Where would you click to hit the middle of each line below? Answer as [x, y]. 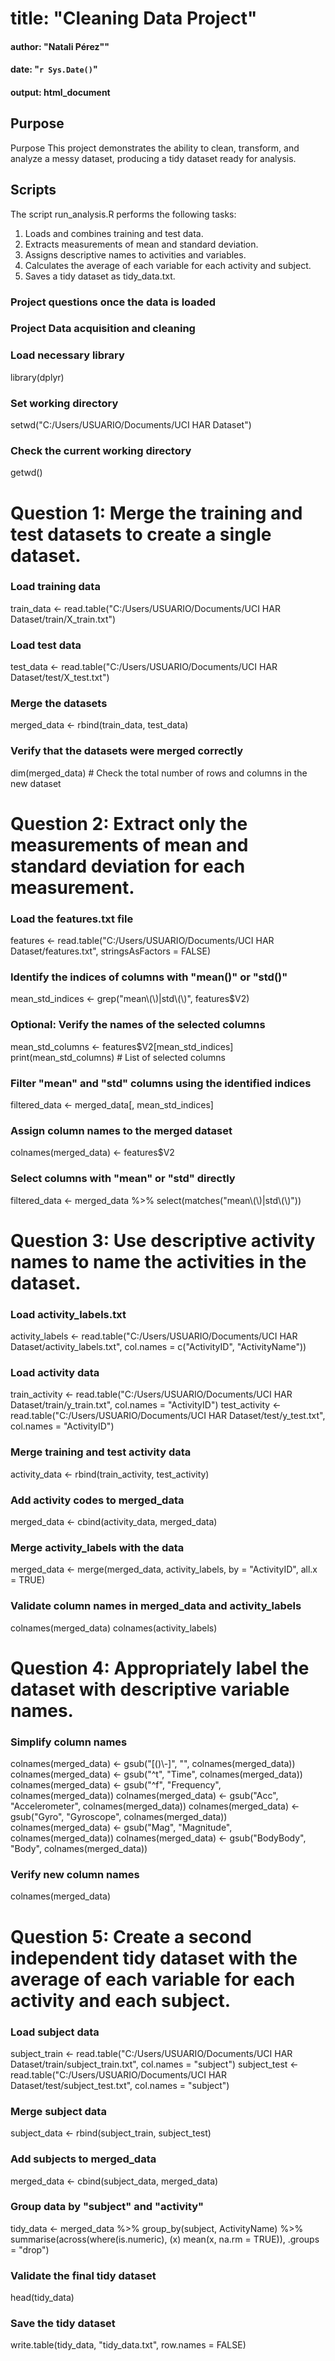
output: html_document [60, 92]
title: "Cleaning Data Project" [134, 18]
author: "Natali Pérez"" [60, 46]
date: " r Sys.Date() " [54, 69]
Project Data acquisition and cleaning [103, 329]
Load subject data [55, 2032]
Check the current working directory [101, 450]
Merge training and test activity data [101, 1452]
